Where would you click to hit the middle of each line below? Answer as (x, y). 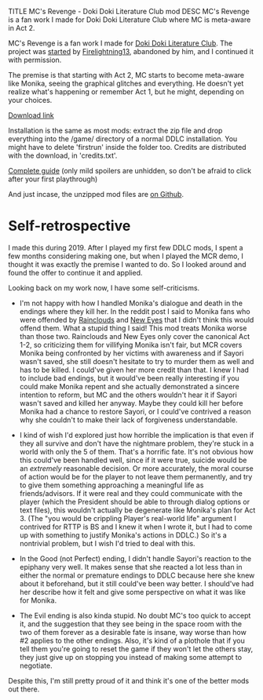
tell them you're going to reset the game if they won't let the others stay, (136, 649)
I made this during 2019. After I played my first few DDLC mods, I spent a (126, 247)
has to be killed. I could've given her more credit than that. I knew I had (134, 370)
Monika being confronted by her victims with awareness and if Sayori (131, 353)
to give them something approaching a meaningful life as (111, 485)
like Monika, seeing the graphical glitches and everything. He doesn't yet (126, 83)
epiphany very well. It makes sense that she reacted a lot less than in (131, 567)
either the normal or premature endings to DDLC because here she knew (137, 575)
